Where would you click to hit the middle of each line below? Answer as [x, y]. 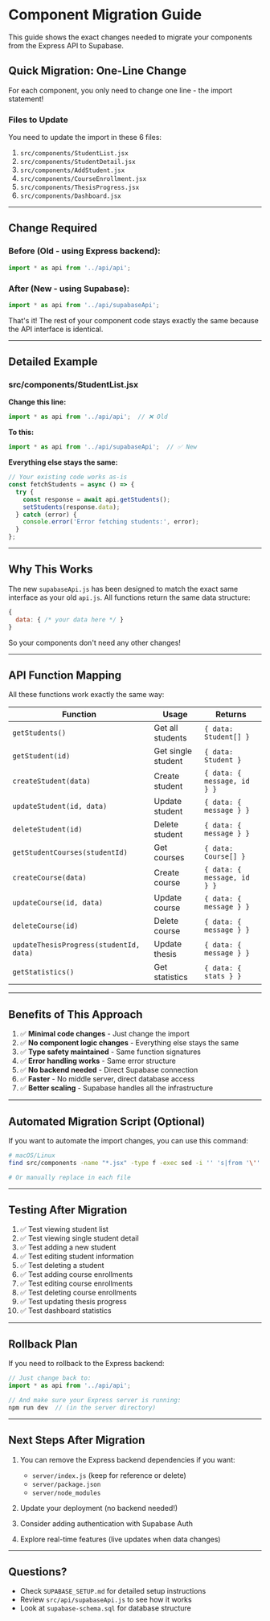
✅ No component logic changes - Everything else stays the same [129, 1043]
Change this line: [37, 402]
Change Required [53, 228]
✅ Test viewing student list [64, 1229]
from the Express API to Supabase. [66, 45]
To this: [21, 433]
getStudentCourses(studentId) [70, 853]
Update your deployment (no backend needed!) [99, 1508]
